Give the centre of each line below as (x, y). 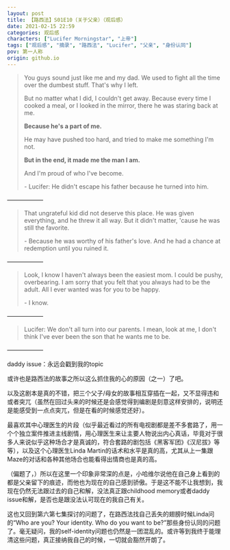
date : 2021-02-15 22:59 (41, 26)
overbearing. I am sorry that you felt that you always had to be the (117, 282)
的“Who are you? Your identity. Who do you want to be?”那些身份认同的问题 (114, 523)
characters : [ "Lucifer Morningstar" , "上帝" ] (72, 39)
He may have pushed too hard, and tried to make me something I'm (119, 139)
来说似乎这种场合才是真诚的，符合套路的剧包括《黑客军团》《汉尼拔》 (116, 442)
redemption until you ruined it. (66, 248)
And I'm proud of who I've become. (74, 173)
